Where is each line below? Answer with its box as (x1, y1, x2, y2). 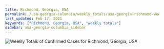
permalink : (5, 12, 27, 16)
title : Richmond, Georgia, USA (5, 7, 69, 12)
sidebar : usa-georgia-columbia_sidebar (5, 25, 86, 30)
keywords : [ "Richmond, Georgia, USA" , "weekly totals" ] (5, 20, 121, 26)
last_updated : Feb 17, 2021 (5, 16, 62, 21)
